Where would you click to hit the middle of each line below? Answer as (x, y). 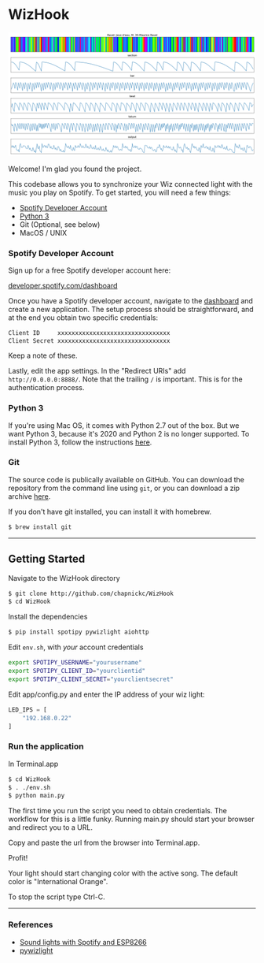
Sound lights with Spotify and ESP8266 (83, 942)
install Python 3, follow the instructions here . (80, 442)
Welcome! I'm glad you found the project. (75, 169)
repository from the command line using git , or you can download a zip (124, 488)
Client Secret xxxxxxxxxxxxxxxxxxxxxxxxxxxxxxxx (89, 341)
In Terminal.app (33, 764)
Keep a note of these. (43, 355)
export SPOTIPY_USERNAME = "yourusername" (75, 663)
